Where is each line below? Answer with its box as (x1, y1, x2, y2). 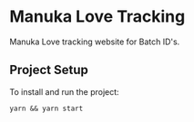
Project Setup (9, 62, 89, 78)
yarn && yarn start (9, 104, 84, 113)
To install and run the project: (9, 86, 120, 97)
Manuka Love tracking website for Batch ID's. (9, 36, 180, 47)
